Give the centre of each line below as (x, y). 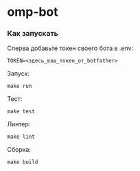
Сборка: (19, 150)
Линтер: (19, 124)
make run (20, 87)
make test (21, 112)
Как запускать (33, 34)
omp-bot (33, 12)
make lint (21, 137)
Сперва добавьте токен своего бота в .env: (70, 48)
